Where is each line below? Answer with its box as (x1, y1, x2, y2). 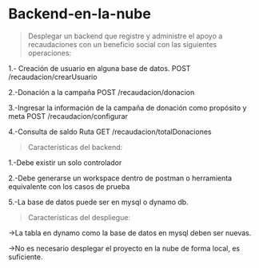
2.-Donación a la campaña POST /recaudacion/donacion (8, 87, 195, 97)
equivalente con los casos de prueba (8, 181, 130, 191)
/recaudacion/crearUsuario (8, 72, 98, 81)
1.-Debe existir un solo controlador (8, 157, 122, 167)
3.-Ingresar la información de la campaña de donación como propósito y (8, 103, 247, 112)
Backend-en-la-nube (8, 5, 152, 23)
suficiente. (8, 252, 43, 262)
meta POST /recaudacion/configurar (8, 111, 128, 120)
